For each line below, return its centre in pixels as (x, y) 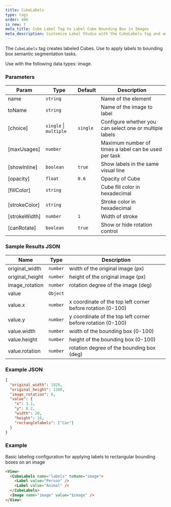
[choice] (18, 128)
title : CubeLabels (25, 10)
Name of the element (126, 99)
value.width (22, 331)
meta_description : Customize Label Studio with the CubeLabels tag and (83, 34)
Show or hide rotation (127, 225)
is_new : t (16, 24)
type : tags (17, 15)
